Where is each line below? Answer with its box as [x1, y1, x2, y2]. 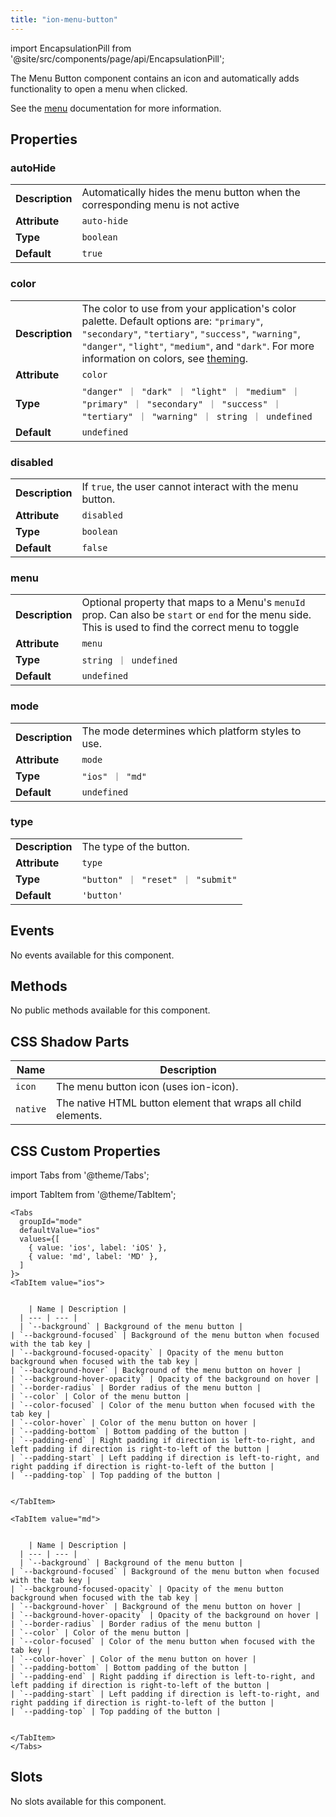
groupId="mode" [19, 1217, 83, 1227]
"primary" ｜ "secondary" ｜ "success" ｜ [81, 398, 282, 410]
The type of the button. [81, 839, 190, 853]
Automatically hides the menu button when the [81, 186, 301, 200]
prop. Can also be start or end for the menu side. [81, 608, 312, 622]
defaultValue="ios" [19, 1226, 101, 1236]
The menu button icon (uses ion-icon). [56, 1080, 239, 1094]
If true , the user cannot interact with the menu [81, 479, 299, 493]
